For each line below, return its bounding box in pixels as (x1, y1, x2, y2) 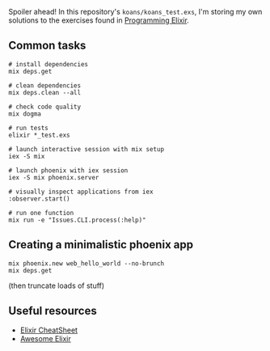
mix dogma (8, 109, 42, 118)
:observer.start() (8, 194, 70, 203)
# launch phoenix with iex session (8, 166, 129, 175)
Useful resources (8, 304, 97, 318)
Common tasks (8, 39, 86, 53)
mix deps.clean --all (8, 88, 82, 96)
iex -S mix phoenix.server (8, 173, 99, 181)
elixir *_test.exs (8, 131, 70, 139)
